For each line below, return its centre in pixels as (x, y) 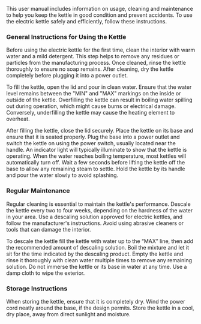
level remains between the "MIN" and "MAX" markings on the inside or (94, 94)
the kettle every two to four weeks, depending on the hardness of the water (100, 210)
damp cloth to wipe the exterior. (46, 273)
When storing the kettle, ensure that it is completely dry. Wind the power (96, 301)
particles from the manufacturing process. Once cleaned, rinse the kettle (96, 63)
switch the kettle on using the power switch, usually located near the (91, 143)
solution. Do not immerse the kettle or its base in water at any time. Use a (97, 266)
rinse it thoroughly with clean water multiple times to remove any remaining (99, 260)
